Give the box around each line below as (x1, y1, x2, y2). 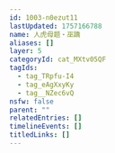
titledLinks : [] (9, 130, 70, 139)
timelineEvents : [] (9, 122, 83, 131)
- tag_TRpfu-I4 (17, 72, 75, 81)
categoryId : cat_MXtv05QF (9, 55, 106, 64)
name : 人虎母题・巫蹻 (9, 30, 81, 39)
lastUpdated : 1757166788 (9, 22, 102, 31)
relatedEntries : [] (9, 113, 83, 122)
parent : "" (9, 105, 50, 114)
